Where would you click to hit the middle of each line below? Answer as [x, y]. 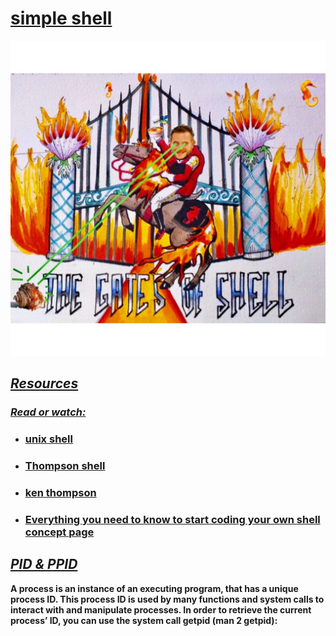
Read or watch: [48, 412]
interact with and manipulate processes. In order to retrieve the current [161, 609]
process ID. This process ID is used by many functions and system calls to [167, 599]
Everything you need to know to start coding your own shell [172, 519]
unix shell [48, 439]
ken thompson [60, 493]
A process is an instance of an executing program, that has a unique [154, 588]
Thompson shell [65, 466]
